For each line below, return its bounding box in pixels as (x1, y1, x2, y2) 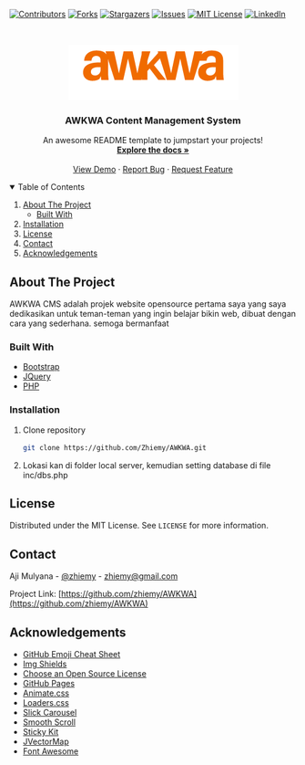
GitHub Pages (22, 678, 76, 689)
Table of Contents (17, 182, 85, 193)
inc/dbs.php (22, 469, 68, 480)
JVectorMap (22, 736, 70, 748)
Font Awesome (22, 746, 79, 757)
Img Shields (22, 658, 67, 670)
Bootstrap (22, 362, 60, 372)
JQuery (22, 371, 52, 382)
